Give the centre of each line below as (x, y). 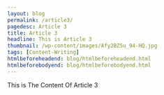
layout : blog (26, 14)
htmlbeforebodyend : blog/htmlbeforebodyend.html (79, 65)
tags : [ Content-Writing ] (43, 53)
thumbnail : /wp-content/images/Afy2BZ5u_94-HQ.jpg (82, 46)
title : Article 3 (32, 33)
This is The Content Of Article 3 (53, 85)
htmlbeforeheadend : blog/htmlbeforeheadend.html (79, 59)
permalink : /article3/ (40, 20)
